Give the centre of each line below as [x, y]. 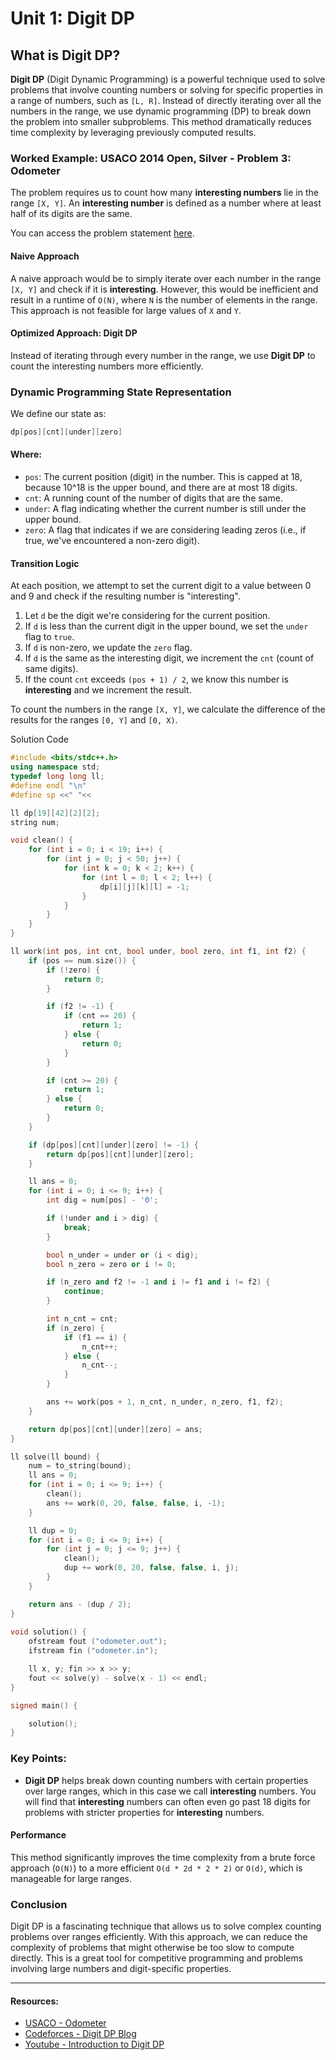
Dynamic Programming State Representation [121, 392]
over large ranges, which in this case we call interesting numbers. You [170, 1791]
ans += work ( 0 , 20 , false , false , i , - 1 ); [136, 1503]
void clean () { [42, 840]
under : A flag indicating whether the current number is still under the [165, 509]
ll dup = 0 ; [53, 1530]
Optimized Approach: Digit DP [74, 333]
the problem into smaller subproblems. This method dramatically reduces [161, 121]
